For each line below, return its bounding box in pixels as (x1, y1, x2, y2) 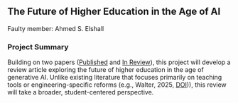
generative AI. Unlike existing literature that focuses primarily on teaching (7, 73, 222, 82)
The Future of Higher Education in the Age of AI (7, 6, 221, 18)
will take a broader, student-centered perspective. (7, 88, 154, 97)
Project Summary (7, 42, 69, 51)
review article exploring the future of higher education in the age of (7, 66, 204, 74)
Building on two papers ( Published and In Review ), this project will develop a (7, 58, 231, 66)
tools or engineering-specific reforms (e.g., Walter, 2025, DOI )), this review (7, 80, 227, 89)
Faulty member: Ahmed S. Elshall (7, 24, 104, 32)
